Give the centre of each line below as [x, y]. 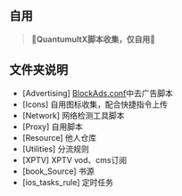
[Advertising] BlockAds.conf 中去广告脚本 [98, 93]
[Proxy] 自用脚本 [52, 127]
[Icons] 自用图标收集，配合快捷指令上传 [95, 104]
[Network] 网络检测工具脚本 [73, 115]
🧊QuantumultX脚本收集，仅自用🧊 [93, 39]
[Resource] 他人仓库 [59, 137]
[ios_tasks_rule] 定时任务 [68, 182]
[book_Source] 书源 [58, 171]
